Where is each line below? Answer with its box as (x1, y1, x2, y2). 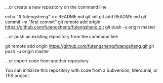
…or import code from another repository (5, 58, 89, 63)
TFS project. (5, 73, 31, 78)
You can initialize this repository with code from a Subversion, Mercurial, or (5, 67, 158, 73)
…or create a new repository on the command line (5, 4, 107, 10)
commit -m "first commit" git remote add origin (5, 19, 101, 25)
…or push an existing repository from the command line (5, 34, 118, 39)
